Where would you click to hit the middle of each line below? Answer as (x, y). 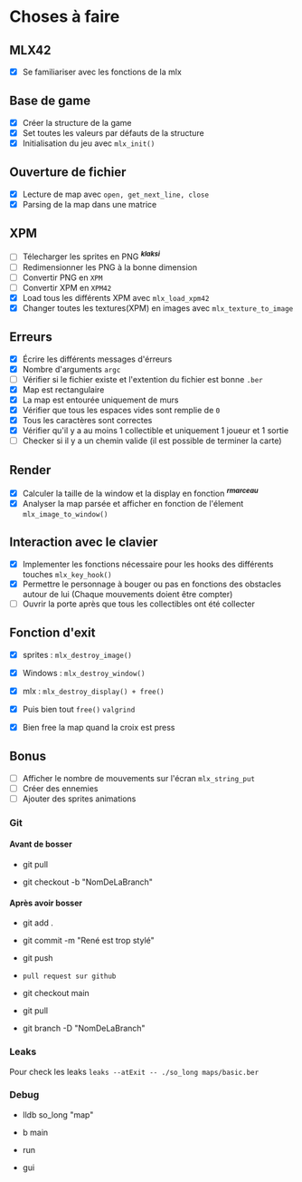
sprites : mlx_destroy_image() (77, 654)
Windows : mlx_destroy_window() (84, 673)
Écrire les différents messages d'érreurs (97, 359)
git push (38, 958)
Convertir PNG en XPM (62, 277)
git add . (38, 923)
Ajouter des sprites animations (79, 799)
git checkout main (56, 993)
